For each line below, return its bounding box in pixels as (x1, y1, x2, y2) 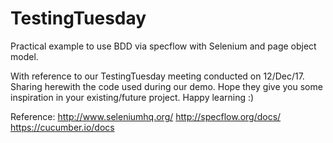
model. (10, 50, 39, 62)
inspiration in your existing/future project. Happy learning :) (10, 91, 255, 103)
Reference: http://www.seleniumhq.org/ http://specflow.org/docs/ (10, 110, 282, 122)
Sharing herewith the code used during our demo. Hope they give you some (10, 80, 323, 92)
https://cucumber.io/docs (10, 121, 115, 133)
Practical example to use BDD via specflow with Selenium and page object (10, 40, 317, 52)
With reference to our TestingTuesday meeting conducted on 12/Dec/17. (10, 70, 305, 82)
